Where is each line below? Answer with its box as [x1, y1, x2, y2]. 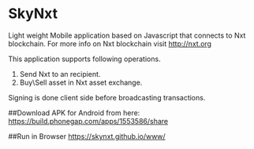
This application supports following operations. [8, 54, 161, 64]
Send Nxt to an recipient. [19, 69, 101, 78]
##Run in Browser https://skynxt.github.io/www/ [8, 131, 166, 141]
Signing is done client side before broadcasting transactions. [8, 93, 206, 102]
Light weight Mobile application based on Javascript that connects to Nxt [8, 31, 246, 40]
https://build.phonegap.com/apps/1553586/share [8, 116, 169, 125]
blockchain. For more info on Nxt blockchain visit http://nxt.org [8, 38, 211, 48]
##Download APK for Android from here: [8, 107, 140, 118]
